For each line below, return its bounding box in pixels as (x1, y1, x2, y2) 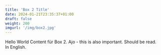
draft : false (5, 16, 32, 21)
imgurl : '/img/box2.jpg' (5, 26, 56, 30)
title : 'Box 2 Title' (5, 7, 50, 12)
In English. (5, 44, 26, 50)
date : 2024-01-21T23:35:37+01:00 (5, 12, 74, 17)
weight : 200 (5, 21, 30, 26)
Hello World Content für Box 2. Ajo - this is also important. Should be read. (5, 39, 157, 45)
